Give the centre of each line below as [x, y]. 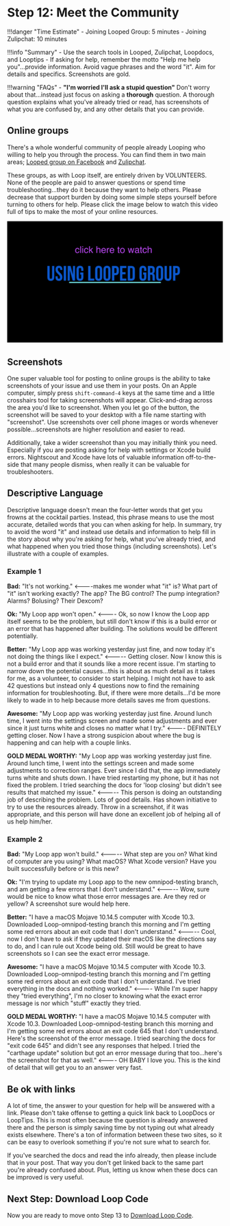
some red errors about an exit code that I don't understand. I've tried [104, 981]
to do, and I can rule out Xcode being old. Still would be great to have [104, 946]
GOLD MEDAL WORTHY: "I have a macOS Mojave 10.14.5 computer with [109, 1017]
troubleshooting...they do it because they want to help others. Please [104, 189]
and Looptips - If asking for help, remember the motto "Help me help [104, 59]
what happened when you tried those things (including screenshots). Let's [112, 546]
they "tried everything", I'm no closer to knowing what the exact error [105, 996]
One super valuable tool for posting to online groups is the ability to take [109, 378]
